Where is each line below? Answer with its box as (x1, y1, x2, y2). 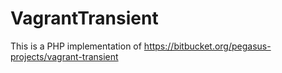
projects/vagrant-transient (10, 50, 119, 62)
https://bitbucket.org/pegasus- (143, 40, 272, 52)
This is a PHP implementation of (10, 40, 142, 52)
